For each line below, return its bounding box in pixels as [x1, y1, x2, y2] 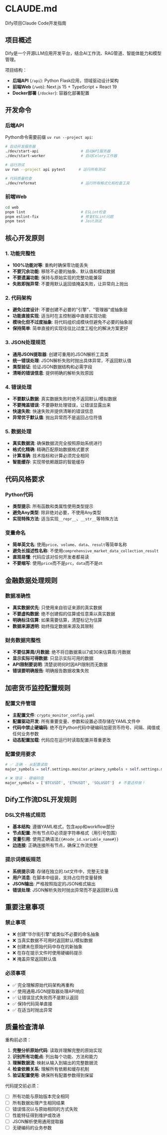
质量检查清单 [5, 1023, 45, 1032]
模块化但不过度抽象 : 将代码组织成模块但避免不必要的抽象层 [12, 319, 133, 325]
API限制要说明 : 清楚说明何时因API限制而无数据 [12, 662, 108, 668]
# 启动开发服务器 [5, 144, 36, 149]
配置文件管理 [5, 699, 36, 706]
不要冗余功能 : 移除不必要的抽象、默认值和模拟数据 [12, 268, 115, 274]
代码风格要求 [5, 475, 45, 483]
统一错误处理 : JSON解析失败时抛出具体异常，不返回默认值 [12, 357, 132, 363]
